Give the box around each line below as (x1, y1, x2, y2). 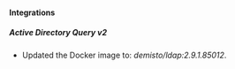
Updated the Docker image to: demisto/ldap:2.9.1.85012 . (21, 50, 227, 60)
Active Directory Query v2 (9, 27, 108, 38)
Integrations (9, 7, 56, 18)
